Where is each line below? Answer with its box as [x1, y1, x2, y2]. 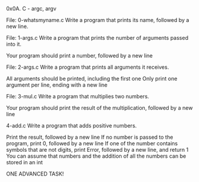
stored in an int [6, 159, 43, 165]
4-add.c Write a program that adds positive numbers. [6, 122, 137, 129]
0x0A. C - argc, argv [6, 5, 57, 12]
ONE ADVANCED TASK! [6, 170, 64, 177]
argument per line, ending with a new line [6, 81, 108, 88]
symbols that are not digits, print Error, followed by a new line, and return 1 [6, 146, 189, 153]
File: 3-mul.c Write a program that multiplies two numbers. [6, 93, 150, 100]
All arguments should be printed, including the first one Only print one [6, 75, 178, 82]
